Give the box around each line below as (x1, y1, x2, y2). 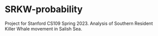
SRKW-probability (5, 4, 83, 15)
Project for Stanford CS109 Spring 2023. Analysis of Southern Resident (5, 20, 153, 26)
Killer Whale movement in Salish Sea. (5, 25, 82, 31)
